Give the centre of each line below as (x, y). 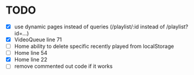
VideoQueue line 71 (38, 40)
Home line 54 (31, 53)
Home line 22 (31, 60)
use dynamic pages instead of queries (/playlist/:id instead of (90, 27)
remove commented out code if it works (63, 66)
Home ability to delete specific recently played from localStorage (94, 46)
